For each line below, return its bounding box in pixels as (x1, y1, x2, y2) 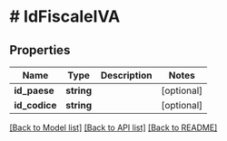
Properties (9, 42, 71, 58)
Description (100, 70, 153, 81)
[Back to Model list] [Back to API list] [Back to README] (9, 122, 218, 133)
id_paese (14, 84, 54, 97)
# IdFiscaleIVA (9, 6, 121, 27)
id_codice (14, 99, 57, 111)
